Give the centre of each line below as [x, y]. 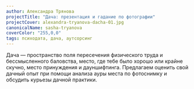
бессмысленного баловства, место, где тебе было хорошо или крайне [94, 61]
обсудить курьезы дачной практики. [52, 80]
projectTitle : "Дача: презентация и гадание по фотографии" [81, 17]
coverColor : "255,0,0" [34, 33]
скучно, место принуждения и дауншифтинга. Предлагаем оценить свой [97, 67]
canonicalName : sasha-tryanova [44, 28]
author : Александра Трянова [40, 11]
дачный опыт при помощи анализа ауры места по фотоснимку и [87, 74]
